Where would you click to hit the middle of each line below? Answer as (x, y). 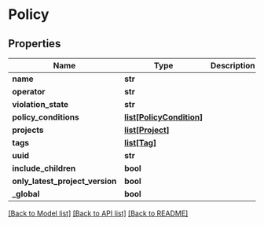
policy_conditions (46, 117)
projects (28, 130)
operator (29, 92)
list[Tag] (141, 143)
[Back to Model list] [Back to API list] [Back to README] (98, 213)
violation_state (40, 104)
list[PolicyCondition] (164, 117)
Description (233, 66)
